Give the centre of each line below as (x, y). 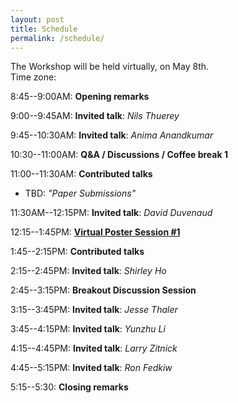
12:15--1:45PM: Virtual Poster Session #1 (95, 232)
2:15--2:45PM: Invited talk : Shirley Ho (88, 271)
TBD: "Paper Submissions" (80, 193)
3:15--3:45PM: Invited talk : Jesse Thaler (94, 310)
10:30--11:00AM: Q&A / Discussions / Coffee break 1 (119, 155)
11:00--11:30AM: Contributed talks (81, 174)
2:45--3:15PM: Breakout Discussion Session (103, 290)
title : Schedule (44, 29)
